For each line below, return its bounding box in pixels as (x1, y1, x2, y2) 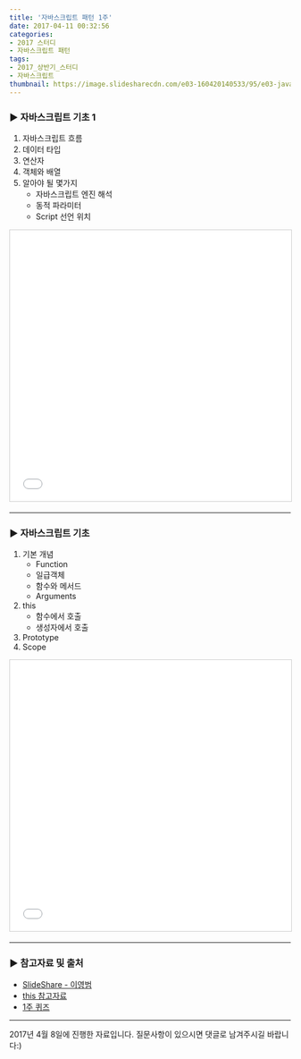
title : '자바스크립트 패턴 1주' (9, 13, 113, 22)
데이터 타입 (21, 144, 62, 155)
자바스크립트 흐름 (21, 132, 83, 143)
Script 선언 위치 (35, 211, 91, 222)
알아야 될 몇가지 (21, 177, 78, 188)
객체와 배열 (21, 166, 62, 177)
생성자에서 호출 (35, 623, 89, 633)
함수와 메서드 (35, 580, 82, 591)
